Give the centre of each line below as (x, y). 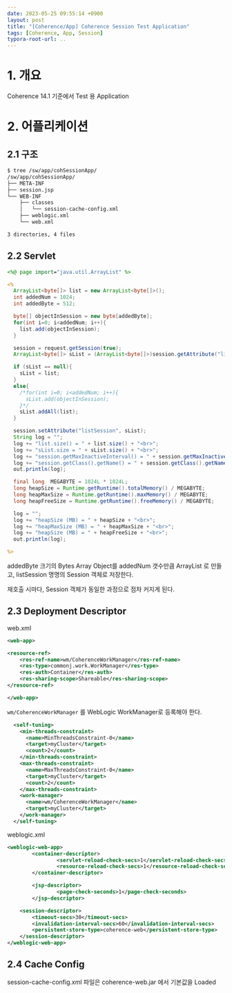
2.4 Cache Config (46, 964)
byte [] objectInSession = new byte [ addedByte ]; (83, 316)
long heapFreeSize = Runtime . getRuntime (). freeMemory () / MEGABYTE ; (114, 501)
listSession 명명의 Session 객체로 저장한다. (75, 574)
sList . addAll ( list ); (49, 412)
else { (21, 386)
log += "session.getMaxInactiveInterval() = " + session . (99, 456)
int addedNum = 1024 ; (45, 297)
